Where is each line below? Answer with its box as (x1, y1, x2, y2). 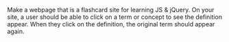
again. (7, 27, 25, 35)
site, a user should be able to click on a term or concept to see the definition (7, 13, 223, 21)
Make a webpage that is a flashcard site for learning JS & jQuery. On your (7, 6, 215, 14)
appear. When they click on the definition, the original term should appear (7, 20, 215, 28)
